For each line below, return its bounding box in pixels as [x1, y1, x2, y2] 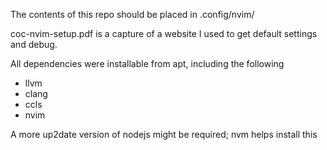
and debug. [10, 39, 58, 50]
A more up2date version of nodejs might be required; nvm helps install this [10, 129, 318, 140]
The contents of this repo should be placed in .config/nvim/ [10, 9, 255, 20]
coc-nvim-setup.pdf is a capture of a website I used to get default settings [10, 28, 318, 39]
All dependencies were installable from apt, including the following [10, 58, 285, 69]
